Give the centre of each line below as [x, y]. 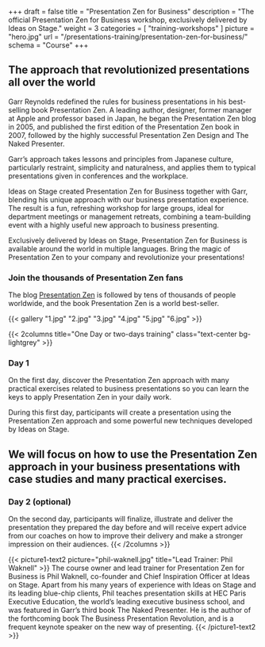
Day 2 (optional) [40, 501]
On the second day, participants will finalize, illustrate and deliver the [121, 519]
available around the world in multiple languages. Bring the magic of [119, 248]
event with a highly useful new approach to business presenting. [114, 224]
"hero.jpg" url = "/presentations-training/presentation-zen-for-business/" [128, 36]
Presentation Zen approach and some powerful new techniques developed [130, 421]
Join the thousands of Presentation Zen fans [96, 278]
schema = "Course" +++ [48, 45]
